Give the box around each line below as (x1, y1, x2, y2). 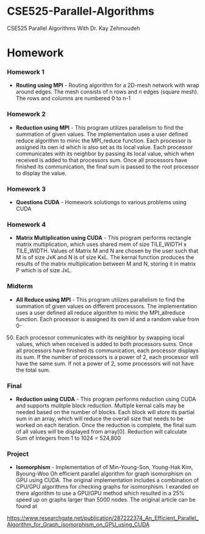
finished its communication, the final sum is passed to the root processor (15, 163, 200, 170)
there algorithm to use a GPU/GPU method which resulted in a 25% (15, 489, 185, 497)
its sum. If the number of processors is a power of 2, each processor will (15, 353, 199, 360)
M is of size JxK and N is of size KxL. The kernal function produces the (15, 254, 195, 261)
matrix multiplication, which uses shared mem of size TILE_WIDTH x (15, 240, 187, 248)
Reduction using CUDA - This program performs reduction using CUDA (15, 395, 196, 402)
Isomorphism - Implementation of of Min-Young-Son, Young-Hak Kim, (15, 464, 193, 471)
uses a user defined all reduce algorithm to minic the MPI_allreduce (15, 309, 185, 316)
